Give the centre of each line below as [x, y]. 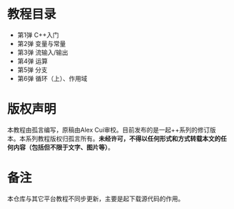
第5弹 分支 [32, 70]
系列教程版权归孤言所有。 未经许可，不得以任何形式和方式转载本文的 [123, 138]
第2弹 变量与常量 [41, 43]
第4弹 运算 [32, 61]
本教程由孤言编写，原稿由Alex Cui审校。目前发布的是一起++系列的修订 [109, 130]
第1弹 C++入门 [38, 35]
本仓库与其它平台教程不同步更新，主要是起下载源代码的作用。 [96, 199]
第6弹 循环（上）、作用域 [52, 78]
